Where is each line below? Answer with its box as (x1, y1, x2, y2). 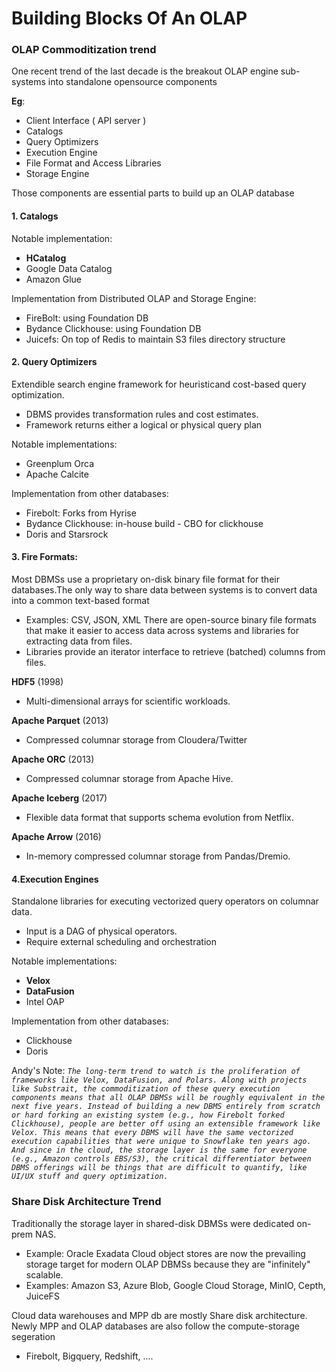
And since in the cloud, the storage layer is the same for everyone (11, 1145, 308, 1156)
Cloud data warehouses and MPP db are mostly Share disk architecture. (11, 1309, 308, 1321)
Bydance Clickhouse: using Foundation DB (25, 322, 202, 334)
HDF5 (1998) (11, 676, 64, 688)
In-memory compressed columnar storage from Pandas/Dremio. (25, 850, 291, 862)
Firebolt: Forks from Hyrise (25, 507, 137, 519)
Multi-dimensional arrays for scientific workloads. (25, 695, 231, 707)
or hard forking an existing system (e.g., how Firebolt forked (11, 1110, 285, 1121)
